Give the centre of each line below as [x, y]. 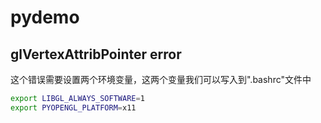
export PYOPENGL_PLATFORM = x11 [73, 107]
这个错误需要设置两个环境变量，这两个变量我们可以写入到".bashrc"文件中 [161, 79]
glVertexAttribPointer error [96, 54]
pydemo [45, 17]
